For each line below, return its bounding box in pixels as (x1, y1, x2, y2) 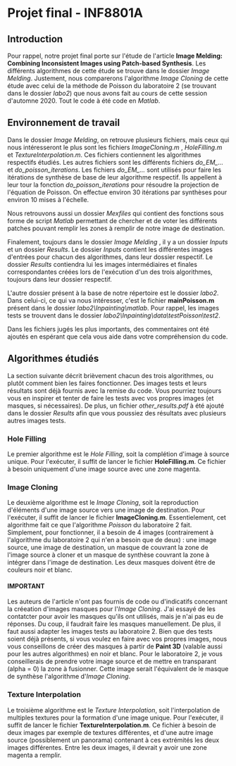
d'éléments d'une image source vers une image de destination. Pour (7, 506, 206, 515)
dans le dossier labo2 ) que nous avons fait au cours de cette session (7, 89, 208, 97)
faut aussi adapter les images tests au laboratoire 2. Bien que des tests (7, 627, 213, 636)
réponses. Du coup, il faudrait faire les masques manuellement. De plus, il (7, 620, 221, 628)
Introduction (7, 33, 63, 45)
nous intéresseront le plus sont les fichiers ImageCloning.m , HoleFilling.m (7, 143, 223, 151)
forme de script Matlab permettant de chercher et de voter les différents (7, 216, 218, 225)
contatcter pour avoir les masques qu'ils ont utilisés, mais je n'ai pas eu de (7, 613, 224, 621)
